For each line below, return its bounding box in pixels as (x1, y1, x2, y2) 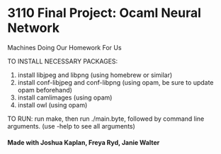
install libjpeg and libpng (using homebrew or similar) (17, 71, 173, 79)
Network (7, 20, 60, 36)
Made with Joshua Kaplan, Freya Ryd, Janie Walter (7, 138, 160, 146)
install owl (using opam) (17, 100, 88, 109)
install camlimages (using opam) (17, 93, 113, 102)
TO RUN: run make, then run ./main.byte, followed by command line (7, 114, 205, 123)
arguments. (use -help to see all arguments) (7, 122, 136, 130)
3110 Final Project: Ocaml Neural (7, 5, 202, 21)
